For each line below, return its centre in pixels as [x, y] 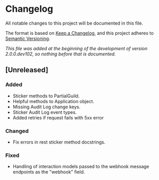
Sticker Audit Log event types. [45, 112]
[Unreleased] [27, 70]
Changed [17, 131]
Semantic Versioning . [28, 38]
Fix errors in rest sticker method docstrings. [59, 142]
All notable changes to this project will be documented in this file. [74, 23]
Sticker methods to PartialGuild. [46, 96]
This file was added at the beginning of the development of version [76, 48]
